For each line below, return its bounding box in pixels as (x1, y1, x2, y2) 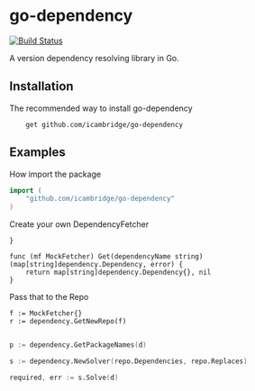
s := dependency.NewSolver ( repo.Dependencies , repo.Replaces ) (9, 357, 248, 366)
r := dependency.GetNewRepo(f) (9, 317, 127, 326)
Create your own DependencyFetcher (9, 219, 150, 230)
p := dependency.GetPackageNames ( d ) (9, 341, 147, 350)
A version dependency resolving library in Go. (9, 52, 180, 63)
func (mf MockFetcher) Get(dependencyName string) (9, 252, 204, 261)
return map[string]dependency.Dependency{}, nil (25, 268, 212, 277)
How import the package (9, 168, 102, 179)
